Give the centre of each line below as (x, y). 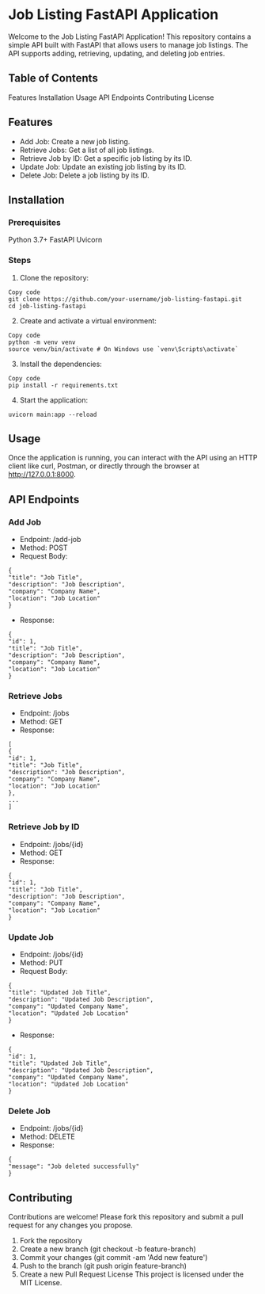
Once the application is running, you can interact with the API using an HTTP (133, 458)
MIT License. (41, 1283)
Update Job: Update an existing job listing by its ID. (103, 166)
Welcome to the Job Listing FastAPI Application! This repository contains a (130, 36)
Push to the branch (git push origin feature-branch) (103, 1266)
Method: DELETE (47, 1137)
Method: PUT (41, 962)
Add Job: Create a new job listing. (75, 141)
